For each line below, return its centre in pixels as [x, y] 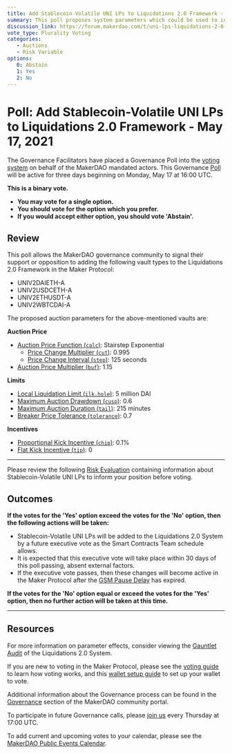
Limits [16, 380]
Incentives [23, 429]
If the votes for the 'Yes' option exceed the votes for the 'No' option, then [114, 515]
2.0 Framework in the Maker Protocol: [61, 269]
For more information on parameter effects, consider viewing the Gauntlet [112, 646]
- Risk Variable [40, 52]
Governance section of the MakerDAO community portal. [88, 702]
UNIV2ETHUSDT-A [44, 298]
